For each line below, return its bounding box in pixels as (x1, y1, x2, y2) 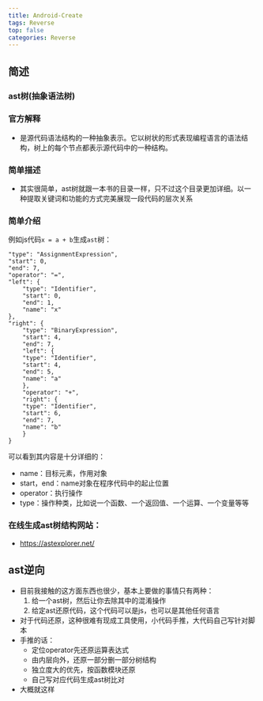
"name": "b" (22, 423, 62, 431)
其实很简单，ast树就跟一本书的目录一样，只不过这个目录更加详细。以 (19, 184, 245, 193)
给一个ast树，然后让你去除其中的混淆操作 (31, 595, 167, 605)
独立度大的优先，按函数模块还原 (31, 665, 136, 674)
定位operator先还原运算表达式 (31, 645, 129, 654)
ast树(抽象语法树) (8, 90, 76, 101)
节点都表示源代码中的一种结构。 (68, 143, 172, 152)
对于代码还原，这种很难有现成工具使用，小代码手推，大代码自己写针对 (19, 615, 249, 624)
